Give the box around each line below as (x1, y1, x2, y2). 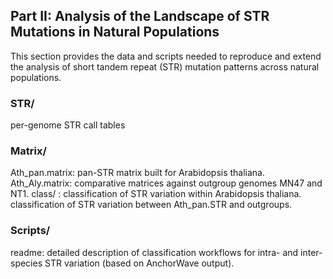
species (10, 257, 43, 269)
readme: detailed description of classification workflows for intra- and (10, 246, 299, 258)
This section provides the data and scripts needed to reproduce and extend (10, 50, 322, 62)
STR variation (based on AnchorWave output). (44, 257, 235, 269)
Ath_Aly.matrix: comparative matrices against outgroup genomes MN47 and (10, 177, 323, 189)
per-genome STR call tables (10, 119, 126, 131)
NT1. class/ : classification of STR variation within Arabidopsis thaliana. (10, 188, 302, 200)
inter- (300, 246, 323, 258)
